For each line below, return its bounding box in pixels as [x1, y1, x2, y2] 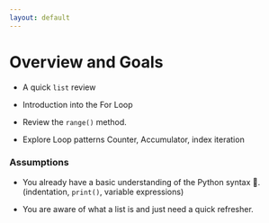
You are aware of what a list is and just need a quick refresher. [22, 203, 254, 214]
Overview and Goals [9, 51, 164, 72]
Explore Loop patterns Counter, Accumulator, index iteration [22, 134, 245, 145]
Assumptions [9, 156, 69, 169]
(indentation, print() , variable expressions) [22, 186, 184, 197]
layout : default [9, 13, 70, 22]
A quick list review [22, 82, 96, 93]
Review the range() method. [22, 116, 128, 127]
